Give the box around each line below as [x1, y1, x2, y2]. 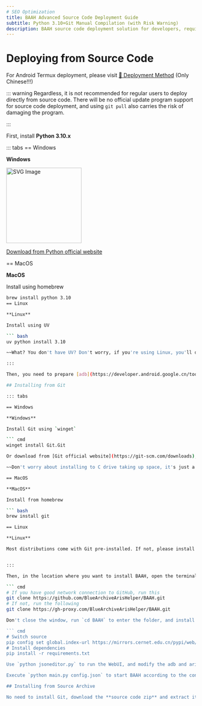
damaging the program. [6, 109, 65, 116]
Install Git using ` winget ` [6, 426, 77, 432]
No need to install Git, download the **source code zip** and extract [6, 694, 189, 700]
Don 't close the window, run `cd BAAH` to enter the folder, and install [6, 617, 195, 623]
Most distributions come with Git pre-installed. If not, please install [6, 546, 195, 552]
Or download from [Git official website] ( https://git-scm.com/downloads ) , [6, 453, 198, 459]
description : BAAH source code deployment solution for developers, [6, 25, 182, 32]
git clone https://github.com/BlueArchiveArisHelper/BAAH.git [6, 595, 165, 601]
